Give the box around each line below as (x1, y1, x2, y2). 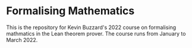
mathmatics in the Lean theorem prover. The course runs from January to (6, 30, 186, 37)
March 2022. (6, 36, 38, 43)
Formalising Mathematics (6, 4, 135, 18)
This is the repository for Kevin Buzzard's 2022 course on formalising (6, 24, 177, 31)
